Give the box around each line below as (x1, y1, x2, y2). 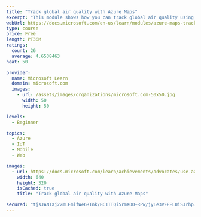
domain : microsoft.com (11, 81, 68, 87)
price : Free (6, 31, 36, 37)
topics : (6, 130, 26, 136)
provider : (6, 69, 31, 75)
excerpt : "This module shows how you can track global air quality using (6, 14, 194, 20)
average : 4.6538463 (11, 53, 60, 59)
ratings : (6, 42, 28, 48)
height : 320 (17, 180, 47, 186)
